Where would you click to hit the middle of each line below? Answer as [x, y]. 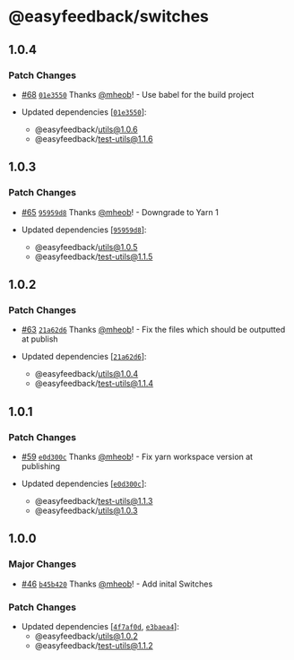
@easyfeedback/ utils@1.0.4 [86, 374]
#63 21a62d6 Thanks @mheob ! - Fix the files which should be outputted [153, 330]
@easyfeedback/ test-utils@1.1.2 [94, 645]
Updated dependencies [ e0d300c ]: [84, 483]
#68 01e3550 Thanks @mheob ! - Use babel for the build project [138, 94]
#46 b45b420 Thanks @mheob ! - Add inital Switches [117, 584]
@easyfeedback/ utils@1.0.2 [86, 636]
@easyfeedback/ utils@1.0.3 [86, 510]
